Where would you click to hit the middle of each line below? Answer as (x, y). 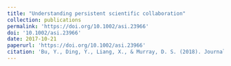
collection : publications (44, 20)
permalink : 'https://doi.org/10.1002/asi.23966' (78, 26)
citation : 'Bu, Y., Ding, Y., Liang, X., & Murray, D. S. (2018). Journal (117, 52)
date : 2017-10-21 (32, 39)
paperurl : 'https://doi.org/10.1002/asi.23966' (77, 45)
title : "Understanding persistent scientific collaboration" (97, 13)
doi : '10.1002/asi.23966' (44, 33)
